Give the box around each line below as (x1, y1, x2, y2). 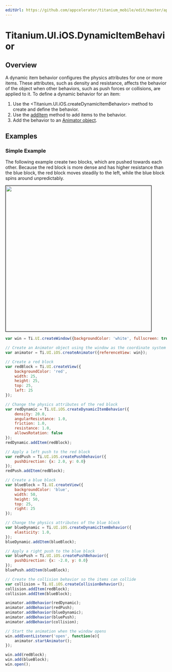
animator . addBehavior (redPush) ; (5, 605, 74, 610)
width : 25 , (14, 374, 38, 379)
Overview (5, 61, 37, 70)
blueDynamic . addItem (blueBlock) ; (5, 539, 77, 544)
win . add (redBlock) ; (5, 652, 47, 658)
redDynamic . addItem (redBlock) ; (5, 440, 72, 445)
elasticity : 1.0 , (14, 530, 52, 535)
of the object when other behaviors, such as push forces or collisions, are (5, 85, 161, 91)
